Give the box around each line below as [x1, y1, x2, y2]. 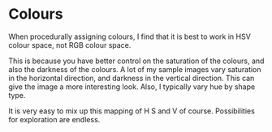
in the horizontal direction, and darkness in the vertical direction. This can [8, 73, 255, 83]
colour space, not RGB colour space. [8, 40, 132, 49]
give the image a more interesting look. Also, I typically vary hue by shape [8, 82, 256, 92]
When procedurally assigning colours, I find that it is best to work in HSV [8, 32, 252, 41]
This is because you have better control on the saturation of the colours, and [8, 56, 265, 66]
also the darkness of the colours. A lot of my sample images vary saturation [8, 64, 261, 74]
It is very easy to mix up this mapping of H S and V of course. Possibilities [8, 106, 256, 116]
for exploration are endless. [8, 114, 101, 124]
